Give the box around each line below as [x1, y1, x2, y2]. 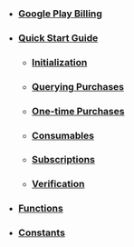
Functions [17, 203, 63, 215]
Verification [31, 178, 85, 191]
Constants [17, 226, 66, 239]
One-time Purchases [31, 104, 125, 117]
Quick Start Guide [17, 31, 99, 44]
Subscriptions [31, 153, 95, 166]
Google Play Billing [17, 7, 102, 20]
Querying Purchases [31, 80, 125, 93]
